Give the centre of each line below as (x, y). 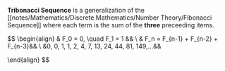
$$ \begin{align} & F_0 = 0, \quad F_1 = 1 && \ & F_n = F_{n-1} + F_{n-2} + (113, 39)
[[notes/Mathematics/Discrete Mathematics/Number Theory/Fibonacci (110, 18)
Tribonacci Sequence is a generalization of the (76, 10)
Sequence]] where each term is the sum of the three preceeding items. (111, 25)
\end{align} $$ (29, 60)
